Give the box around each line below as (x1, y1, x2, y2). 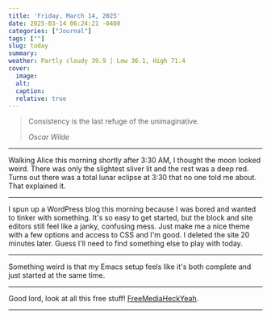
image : (15, 72, 38, 80)
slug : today (8, 42, 48, 50)
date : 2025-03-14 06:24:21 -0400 (8, 19, 121, 27)
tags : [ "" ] (8, 34, 45, 43)
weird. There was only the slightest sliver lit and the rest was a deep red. (8, 164, 249, 174)
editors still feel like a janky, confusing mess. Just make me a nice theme (8, 221, 250, 231)
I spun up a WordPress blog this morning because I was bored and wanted (8, 204, 256, 214)
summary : (8, 49, 38, 57)
